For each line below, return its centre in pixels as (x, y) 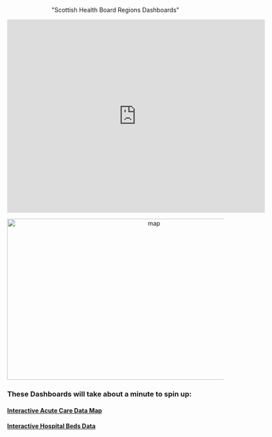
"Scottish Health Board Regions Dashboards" (115, 10)
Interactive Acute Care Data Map (55, 410)
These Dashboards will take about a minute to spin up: (100, 394)
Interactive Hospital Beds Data (52, 426)
